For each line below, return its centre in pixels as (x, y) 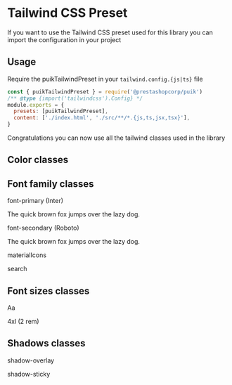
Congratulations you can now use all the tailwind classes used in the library (116, 138)
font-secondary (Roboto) (43, 228)
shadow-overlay (31, 360)
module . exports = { (36, 105)
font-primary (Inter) (36, 201)
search (17, 269)
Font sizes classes (49, 291)
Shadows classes (46, 343)
